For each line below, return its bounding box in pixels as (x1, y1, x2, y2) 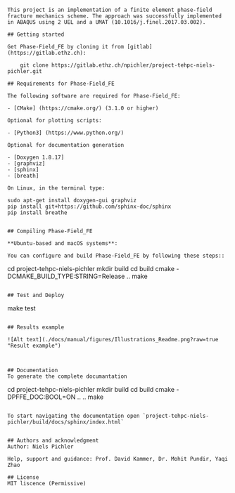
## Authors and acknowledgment (7, 437, 99, 444)
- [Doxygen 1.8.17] (7, 154, 65, 161)
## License (7, 474, 39, 481)
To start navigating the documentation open (7, 412, 140, 419)
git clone (20, 62, 49, 69)
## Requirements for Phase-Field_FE (7, 80, 115, 87)
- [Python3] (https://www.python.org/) (7, 129, 125, 136)
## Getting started (7, 31, 65, 38)
